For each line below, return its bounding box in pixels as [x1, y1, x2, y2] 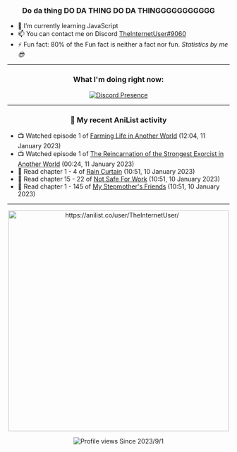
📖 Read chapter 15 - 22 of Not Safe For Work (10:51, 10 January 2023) [17, 174, 221, 183]
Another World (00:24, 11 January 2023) [17, 160, 135, 168]
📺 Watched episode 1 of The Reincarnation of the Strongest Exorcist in [17, 149, 224, 157]
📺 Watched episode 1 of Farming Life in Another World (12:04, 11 [17, 131, 206, 140]
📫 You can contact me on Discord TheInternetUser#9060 [17, 30, 187, 38]
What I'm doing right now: [73, 75, 164, 85]
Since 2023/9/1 [119, 436, 164, 445]
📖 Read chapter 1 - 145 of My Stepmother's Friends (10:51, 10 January [17, 182, 220, 191]
